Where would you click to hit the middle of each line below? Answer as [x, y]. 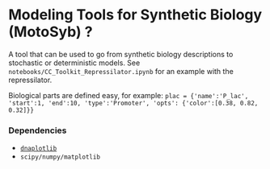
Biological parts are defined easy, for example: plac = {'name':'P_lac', [129, 95]
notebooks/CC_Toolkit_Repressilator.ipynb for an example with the [121, 71]
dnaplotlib [38, 149]
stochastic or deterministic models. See [74, 63]
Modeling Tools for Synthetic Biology [135, 15]
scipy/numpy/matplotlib [60, 157]
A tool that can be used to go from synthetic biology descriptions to [121, 54]
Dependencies [38, 130]
